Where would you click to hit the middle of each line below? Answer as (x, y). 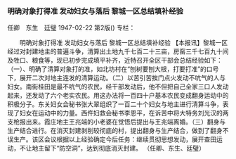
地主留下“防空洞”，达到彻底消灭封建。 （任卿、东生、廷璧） (118, 148)
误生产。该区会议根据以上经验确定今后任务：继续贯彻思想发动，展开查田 (112, 139)
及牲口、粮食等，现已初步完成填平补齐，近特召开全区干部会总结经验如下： (115, 61)
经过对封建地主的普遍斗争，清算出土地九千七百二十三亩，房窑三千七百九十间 (118, 51)
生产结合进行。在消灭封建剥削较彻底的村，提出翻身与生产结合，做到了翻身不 (118, 131)
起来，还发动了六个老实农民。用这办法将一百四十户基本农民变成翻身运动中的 (118, 96)
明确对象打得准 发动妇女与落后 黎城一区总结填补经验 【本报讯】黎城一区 (124, 43)
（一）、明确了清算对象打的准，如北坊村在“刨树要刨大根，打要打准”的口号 (113, 69)
